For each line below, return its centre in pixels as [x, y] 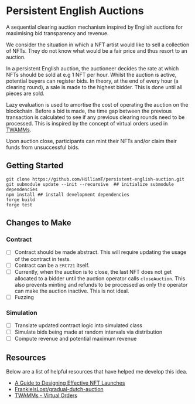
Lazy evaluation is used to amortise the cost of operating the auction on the [97, 104]
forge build [20, 200]
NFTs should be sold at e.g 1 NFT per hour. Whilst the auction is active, [91, 74]
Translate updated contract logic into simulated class [78, 325]
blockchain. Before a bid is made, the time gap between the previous [89, 111]
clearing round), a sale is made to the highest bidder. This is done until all [94, 87]
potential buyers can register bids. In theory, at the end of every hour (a [92, 81]
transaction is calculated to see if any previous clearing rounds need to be [95, 117]
